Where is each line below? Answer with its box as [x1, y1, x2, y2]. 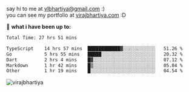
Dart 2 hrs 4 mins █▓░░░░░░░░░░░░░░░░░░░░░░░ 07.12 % [6, 57, 183, 63]
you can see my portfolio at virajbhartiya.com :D [6, 11, 126, 19]
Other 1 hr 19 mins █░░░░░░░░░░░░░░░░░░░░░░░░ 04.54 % [6, 68, 183, 74]
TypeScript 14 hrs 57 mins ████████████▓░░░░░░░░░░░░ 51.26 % [6, 45, 183, 52]
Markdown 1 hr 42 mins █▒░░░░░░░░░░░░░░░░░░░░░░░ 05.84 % [6, 63, 183, 69]
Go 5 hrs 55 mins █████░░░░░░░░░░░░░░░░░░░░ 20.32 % [6, 51, 183, 57]
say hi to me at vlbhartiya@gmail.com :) [6, 5, 105, 12]
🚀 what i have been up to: [6, 23, 71, 30]
